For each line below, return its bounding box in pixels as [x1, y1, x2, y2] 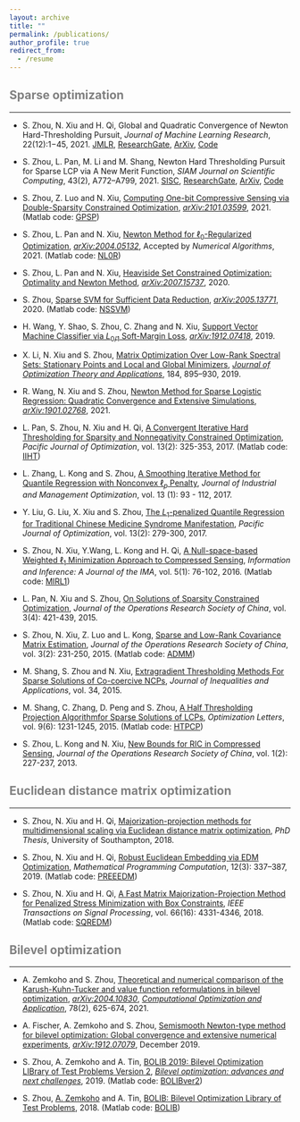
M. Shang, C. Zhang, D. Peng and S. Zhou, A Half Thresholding [21, 702, 254, 713]
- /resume [17, 55, 54, 63]
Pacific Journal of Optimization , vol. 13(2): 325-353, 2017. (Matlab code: [21, 442, 288, 452]
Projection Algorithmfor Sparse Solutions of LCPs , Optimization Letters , [21, 712, 285, 722]
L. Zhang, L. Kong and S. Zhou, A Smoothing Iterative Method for [21, 468, 261, 479]
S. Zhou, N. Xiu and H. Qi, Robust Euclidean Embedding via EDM [21, 851, 259, 863]
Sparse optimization [9, 88, 125, 103]
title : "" [9, 21, 46, 30]
